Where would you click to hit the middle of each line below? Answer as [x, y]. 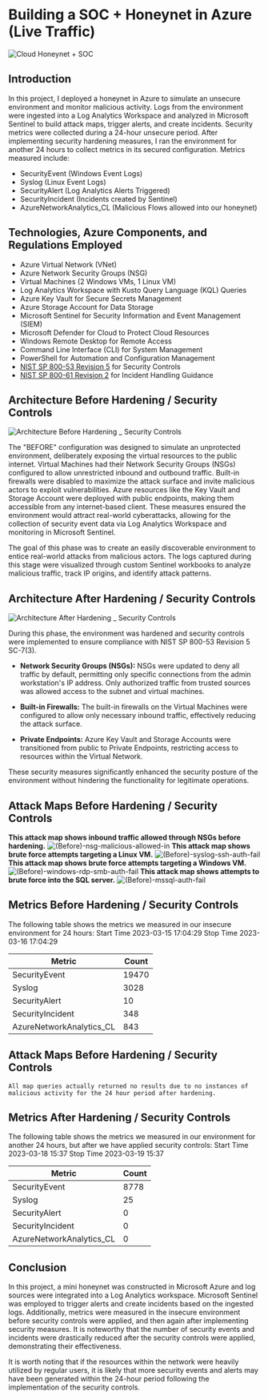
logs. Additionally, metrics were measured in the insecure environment [124, 1312]
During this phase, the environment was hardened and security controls [127, 633]
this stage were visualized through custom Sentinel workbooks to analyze [130, 565]
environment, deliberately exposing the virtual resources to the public [123, 456]
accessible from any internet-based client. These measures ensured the [127, 507]
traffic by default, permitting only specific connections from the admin [136, 675]
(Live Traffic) [52, 32]
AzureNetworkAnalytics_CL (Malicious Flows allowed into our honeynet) [138, 207]
